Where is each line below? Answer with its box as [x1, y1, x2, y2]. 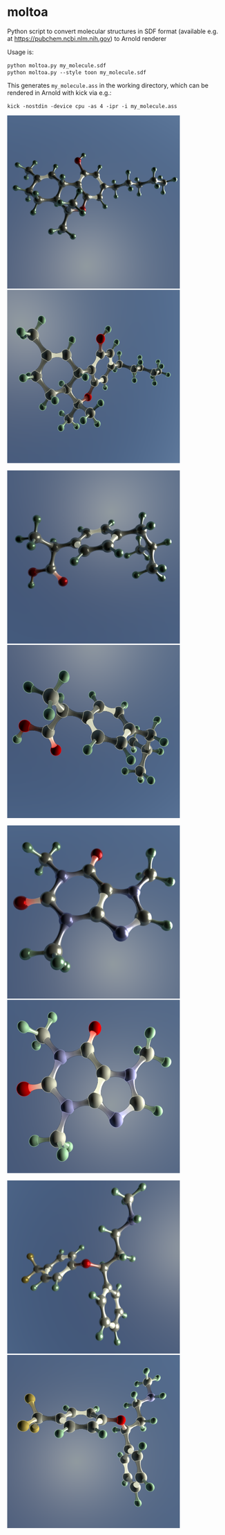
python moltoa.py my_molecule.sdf [7, 62, 107, 69]
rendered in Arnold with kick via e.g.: [7, 88, 112, 97]
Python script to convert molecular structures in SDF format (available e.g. [7, 27, 219, 35]
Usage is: [7, 48, 35, 56]
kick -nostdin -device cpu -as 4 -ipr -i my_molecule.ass [7, 103, 177, 109]
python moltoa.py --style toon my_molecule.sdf [7, 69, 147, 76]
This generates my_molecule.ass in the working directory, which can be [7, 81, 209, 89]
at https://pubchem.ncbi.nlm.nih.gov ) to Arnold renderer [7, 34, 167, 42]
